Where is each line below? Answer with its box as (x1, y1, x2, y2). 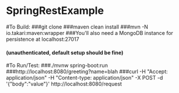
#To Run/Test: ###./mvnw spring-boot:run (6, 62, 108, 69)
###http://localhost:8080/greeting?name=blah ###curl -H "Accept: (6, 68, 168, 75)
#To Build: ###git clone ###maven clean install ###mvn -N (6, 23, 149, 30)
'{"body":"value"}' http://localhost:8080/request (6, 80, 122, 88)
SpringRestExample (6, 4, 104, 17)
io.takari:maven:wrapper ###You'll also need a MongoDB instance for (6, 29, 174, 36)
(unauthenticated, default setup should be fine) (6, 49, 124, 56)
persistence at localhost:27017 (6, 35, 80, 42)
